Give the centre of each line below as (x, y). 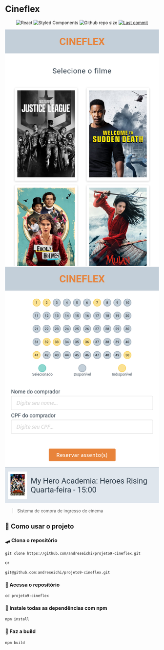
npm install (17, 619)
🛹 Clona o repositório (31, 541)
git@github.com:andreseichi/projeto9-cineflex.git (58, 572)
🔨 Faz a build (20, 631)
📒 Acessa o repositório (32, 585)
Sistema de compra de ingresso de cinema (60, 511)
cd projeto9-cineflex (27, 596)
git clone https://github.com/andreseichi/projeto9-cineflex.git (73, 553)
